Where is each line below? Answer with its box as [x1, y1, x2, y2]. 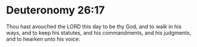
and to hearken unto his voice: [6, 35, 80, 42]
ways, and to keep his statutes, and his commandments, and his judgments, [6, 29, 192, 36]
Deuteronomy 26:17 [6, 4, 105, 17]
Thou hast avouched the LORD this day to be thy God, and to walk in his [6, 23, 182, 30]
